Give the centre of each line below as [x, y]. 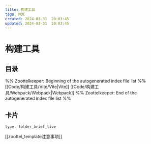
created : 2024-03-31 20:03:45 [37, 19]
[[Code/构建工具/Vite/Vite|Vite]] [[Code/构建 [50, 87]
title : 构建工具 [20, 10]
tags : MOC [15, 14]
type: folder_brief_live [30, 127]
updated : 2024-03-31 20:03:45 [37, 23]
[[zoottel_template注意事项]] [34, 137]
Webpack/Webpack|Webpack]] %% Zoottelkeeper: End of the [74, 93]
